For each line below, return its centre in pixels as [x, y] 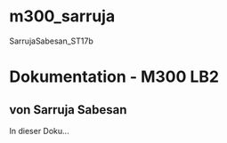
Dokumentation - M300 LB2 [114, 77]
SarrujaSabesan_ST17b [51, 41]
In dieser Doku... [39, 131]
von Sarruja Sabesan [68, 110]
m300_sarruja [62, 16]
